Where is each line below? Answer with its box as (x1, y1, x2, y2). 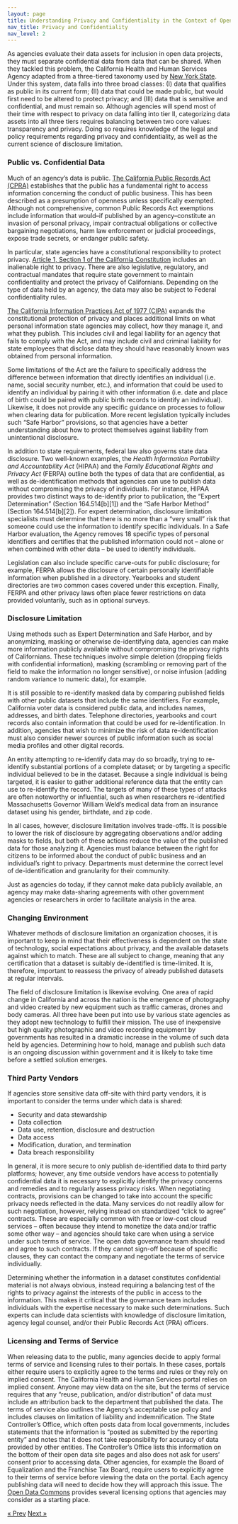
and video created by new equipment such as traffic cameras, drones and (7, 1003, 223, 1011)
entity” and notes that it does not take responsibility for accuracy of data (7, 1435, 219, 1443)
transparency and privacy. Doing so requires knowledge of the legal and (7, 125, 218, 133)
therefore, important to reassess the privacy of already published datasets (7, 967, 225, 975)
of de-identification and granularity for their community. (7, 866, 170, 875)
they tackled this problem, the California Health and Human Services (7, 64, 208, 73)
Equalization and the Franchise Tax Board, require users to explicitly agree (7, 1465, 225, 1474)
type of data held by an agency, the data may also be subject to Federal (7, 285, 217, 294)
